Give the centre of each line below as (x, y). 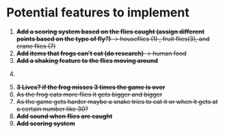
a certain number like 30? (52, 109)
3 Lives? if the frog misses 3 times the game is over (91, 87)
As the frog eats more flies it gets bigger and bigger (89, 94)
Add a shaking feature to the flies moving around (87, 60)
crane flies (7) (36, 46)
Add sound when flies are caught (64, 116)
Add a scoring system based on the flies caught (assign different (110, 31)
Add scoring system (46, 123)
